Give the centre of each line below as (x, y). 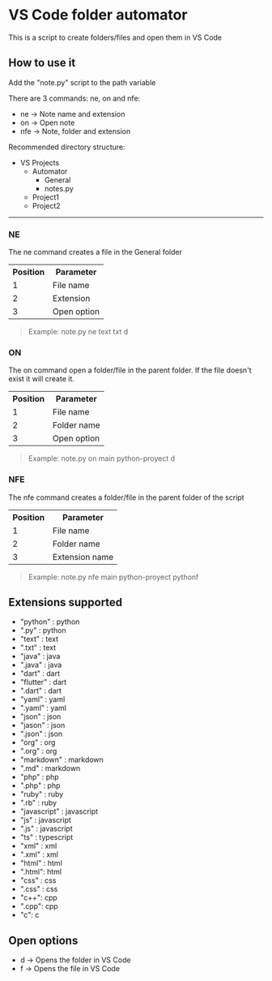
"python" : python (50, 622)
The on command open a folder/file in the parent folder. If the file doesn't (130, 370)
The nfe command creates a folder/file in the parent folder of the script (126, 497)
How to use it (42, 63)
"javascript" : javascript (59, 811)
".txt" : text (38, 648)
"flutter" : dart (43, 682)
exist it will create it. (42, 379)
